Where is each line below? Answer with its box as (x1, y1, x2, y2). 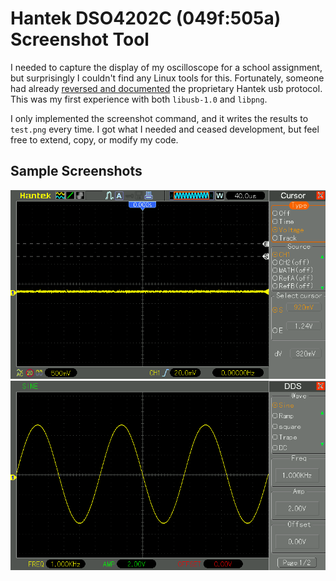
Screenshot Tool (10, 28, 150, 51)
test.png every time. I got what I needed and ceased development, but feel (10, 123, 320, 135)
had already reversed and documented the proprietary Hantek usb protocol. (10, 82, 323, 94)
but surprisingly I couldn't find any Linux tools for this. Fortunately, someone (10, 72, 325, 84)
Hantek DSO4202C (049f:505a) (10, 7, 282, 30)
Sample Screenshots (10, 163, 143, 180)
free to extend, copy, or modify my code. (10, 133, 179, 146)
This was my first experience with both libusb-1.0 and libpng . (10, 93, 268, 105)
